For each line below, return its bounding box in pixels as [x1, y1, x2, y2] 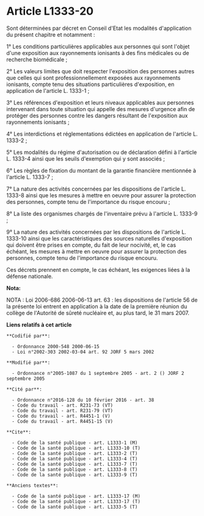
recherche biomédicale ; [6, 56, 68, 63]
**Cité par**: [6, 386, 43, 392]
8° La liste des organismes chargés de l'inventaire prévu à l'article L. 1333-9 [6, 209, 198, 217]
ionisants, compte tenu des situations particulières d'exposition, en [6, 81, 175, 88]
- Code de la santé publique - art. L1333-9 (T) [12, 471, 138, 478]
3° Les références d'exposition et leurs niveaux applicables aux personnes [6, 99, 194, 106]
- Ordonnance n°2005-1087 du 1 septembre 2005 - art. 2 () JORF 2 [12, 370, 184, 376]
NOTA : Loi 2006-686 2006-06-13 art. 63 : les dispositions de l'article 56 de [6, 296, 198, 303]
